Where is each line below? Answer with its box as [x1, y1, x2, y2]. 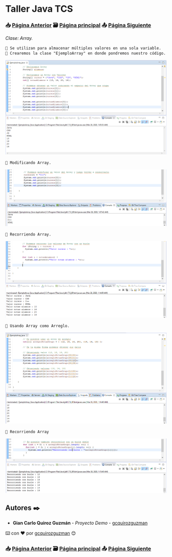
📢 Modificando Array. [5, 160, 52, 165]
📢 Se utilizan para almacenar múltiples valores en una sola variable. [5, 46, 161, 51]
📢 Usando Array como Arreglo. [5, 323, 70, 328]
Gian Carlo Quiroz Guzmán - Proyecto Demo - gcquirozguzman [12, 520, 148, 526]
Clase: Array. [5, 35, 33, 41]
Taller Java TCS [5, 3, 73, 15]
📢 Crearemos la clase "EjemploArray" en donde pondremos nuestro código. [5, 51, 166, 56]
